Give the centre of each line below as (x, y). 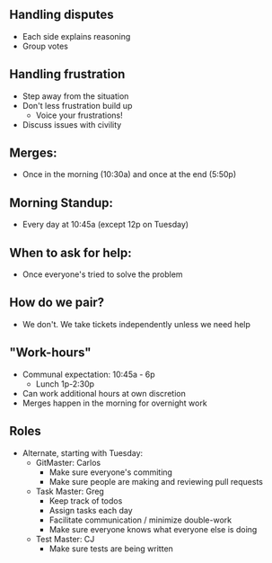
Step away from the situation (75, 96)
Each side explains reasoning (76, 36)
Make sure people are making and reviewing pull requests (156, 481)
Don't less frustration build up (77, 105)
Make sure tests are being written (111, 549)
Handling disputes (61, 15)
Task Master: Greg (70, 491)
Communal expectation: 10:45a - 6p (88, 374)
